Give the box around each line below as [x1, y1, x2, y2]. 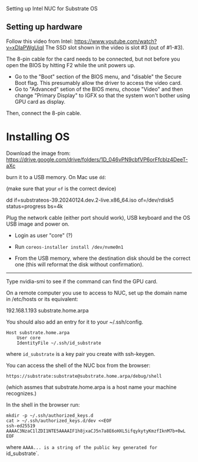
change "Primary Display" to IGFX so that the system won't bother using [14, 91, 190, 99]
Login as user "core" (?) [14, 232, 73, 239]
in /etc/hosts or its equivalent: [6, 295, 78, 302]
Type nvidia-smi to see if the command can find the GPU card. [6, 278, 158, 285]
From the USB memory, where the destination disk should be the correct [14, 255, 190, 262]
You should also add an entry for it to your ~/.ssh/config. [6, 318, 143, 325]
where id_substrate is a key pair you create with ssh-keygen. [6, 350, 156, 357]
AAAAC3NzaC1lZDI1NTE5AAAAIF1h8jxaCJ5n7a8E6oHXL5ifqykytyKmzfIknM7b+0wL [6, 428, 186, 434]
